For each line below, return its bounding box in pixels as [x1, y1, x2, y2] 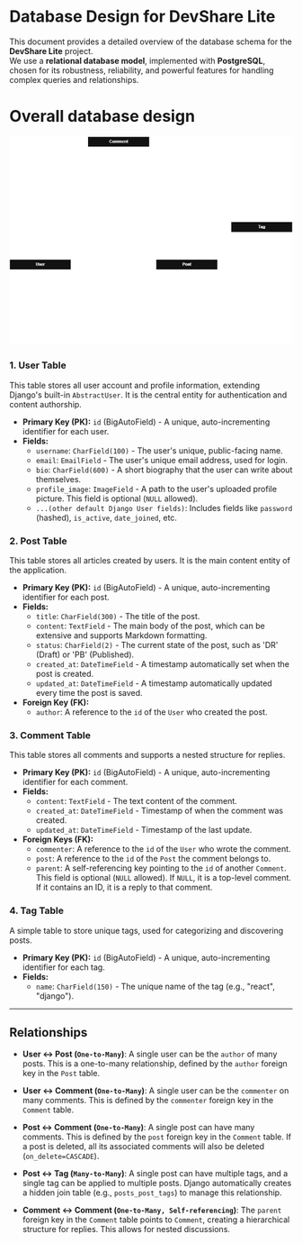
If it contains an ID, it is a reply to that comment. [35, 882, 213, 893]
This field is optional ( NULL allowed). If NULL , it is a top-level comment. [35, 873, 292, 883]
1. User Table [9, 359, 67, 371]
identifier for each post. [22, 592, 110, 603]
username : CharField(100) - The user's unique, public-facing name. [35, 444, 283, 456]
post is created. [35, 669, 94, 680]
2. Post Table [9, 535, 67, 547]
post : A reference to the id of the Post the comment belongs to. [35, 854, 271, 864]
